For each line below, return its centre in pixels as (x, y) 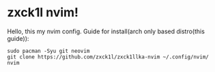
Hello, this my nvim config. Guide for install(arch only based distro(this (106, 31)
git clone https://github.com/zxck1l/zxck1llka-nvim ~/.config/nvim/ (108, 57)
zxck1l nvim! (43, 13)
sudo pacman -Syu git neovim (48, 51)
